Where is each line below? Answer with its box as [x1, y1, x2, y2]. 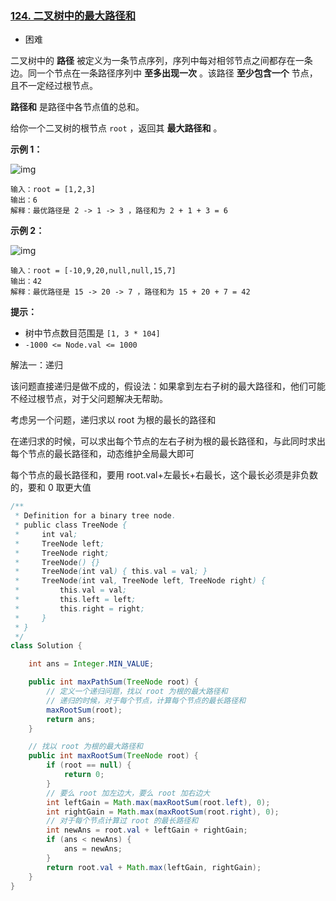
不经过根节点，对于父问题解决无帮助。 [10, 393, 168, 405]
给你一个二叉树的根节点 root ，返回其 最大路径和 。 [10, 122, 223, 134]
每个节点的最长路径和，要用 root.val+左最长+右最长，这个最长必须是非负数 [10, 469, 318, 481]
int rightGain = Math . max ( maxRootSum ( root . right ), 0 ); [46, 807, 280, 817]
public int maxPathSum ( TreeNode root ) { [28, 677, 199, 687]
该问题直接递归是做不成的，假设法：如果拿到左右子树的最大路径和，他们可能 [10, 380, 326, 392]
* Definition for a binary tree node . [14, 511, 177, 521]
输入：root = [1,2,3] [10, 185, 96, 195]
